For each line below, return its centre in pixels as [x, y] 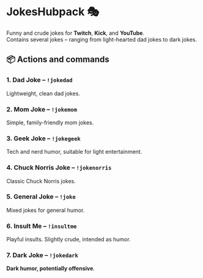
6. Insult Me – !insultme [42, 226]
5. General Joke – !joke [41, 197]
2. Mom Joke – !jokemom [42, 109]
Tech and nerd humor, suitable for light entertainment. [74, 152]
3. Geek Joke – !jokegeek [43, 138]
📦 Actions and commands [58, 60]
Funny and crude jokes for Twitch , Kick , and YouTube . [76, 33]
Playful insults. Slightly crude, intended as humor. [68, 239]
